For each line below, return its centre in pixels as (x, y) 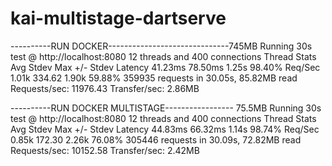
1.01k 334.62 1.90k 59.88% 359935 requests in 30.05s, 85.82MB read (154, 78)
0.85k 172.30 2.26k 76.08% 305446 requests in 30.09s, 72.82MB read (156, 139)
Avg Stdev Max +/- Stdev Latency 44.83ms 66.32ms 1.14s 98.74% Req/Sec (165, 129)
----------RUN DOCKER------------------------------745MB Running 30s (161, 46)
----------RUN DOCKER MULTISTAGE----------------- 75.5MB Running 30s (166, 108)
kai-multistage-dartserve (118, 18)
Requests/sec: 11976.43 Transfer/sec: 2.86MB (105, 88)
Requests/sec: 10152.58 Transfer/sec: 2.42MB (105, 150)
